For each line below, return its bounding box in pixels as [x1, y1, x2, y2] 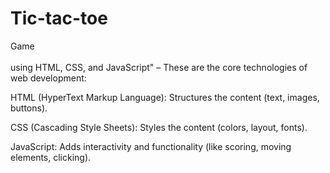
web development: [10, 72, 87, 84]
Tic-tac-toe [10, 7, 108, 30]
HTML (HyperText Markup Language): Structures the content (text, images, [10, 91, 320, 103]
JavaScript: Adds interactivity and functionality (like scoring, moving [10, 140, 292, 152]
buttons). [10, 102, 48, 114]
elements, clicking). [10, 151, 92, 163]
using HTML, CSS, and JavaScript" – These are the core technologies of [10, 61, 308, 73]
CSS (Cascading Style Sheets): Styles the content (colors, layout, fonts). [10, 121, 308, 133]
